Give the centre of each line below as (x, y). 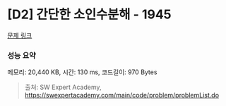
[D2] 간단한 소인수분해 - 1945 (89, 14)
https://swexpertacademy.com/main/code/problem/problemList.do (122, 95)
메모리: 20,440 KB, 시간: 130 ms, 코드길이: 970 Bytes (82, 72)
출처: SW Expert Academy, (63, 87)
